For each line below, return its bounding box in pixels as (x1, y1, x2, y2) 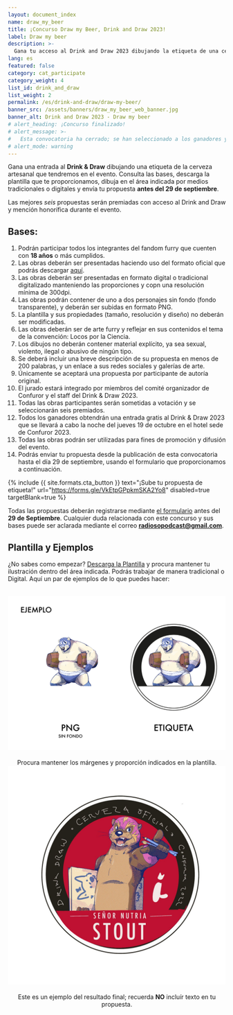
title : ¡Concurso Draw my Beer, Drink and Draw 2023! (8, 26, 167, 33)
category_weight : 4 (8, 77, 64, 84)
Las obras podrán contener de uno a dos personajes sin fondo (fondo (17, 295, 216, 304)
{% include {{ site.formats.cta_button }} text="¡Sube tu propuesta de (8, 478, 203, 487)
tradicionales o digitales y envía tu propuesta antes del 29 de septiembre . (8, 184, 219, 193)
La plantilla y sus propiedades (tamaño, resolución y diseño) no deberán (17, 311, 224, 319)
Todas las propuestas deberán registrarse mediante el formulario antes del (8, 507, 221, 515)
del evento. (17, 443, 50, 451)
